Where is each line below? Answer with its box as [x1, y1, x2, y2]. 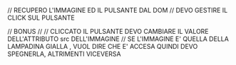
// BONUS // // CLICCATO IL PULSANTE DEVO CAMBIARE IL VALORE [7, 28, 209, 35]
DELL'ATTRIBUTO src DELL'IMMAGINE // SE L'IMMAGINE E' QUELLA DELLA [7, 35, 230, 43]
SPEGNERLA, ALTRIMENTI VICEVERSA [7, 49, 121, 58]
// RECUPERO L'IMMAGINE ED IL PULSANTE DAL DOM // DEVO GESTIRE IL [7, 6, 228, 14]
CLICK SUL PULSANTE [7, 13, 75, 22]
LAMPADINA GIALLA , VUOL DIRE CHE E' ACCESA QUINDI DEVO [7, 42, 198, 50]
